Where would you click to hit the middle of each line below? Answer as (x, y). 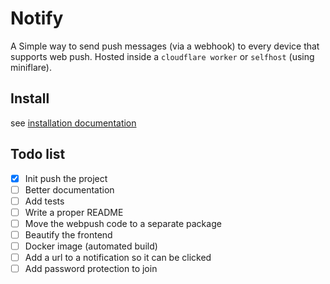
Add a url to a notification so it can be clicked (118, 257)
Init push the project (66, 178)
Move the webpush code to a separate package (123, 223)
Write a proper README (74, 212)
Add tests (44, 201)
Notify (37, 18)
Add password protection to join (91, 269)
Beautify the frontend (68, 234)
